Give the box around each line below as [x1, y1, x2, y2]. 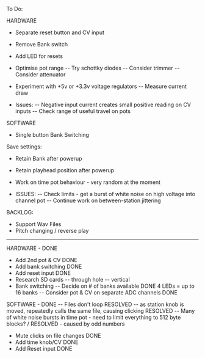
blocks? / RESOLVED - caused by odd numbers [6, 320, 125, 327]
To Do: [6, 5, 23, 12]
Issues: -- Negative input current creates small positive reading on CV [15, 101, 191, 108]
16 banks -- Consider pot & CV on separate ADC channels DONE [15, 289, 178, 296]
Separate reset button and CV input [15, 29, 105, 36]
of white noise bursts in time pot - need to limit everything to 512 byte [6, 314, 181, 321]
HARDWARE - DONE [6, 244, 58, 252]
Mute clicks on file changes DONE [15, 332, 101, 339]
